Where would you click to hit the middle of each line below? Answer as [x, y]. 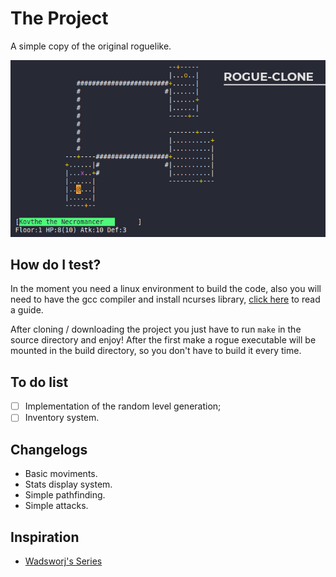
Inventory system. [62, 418]
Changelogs [49, 449]
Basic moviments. [61, 474]
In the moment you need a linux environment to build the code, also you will [166, 289]
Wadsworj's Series [63, 561]
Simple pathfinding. [65, 495]
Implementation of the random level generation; [123, 406]
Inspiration [45, 537]
